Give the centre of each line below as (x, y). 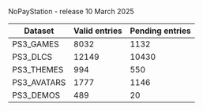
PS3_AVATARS (39, 82)
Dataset (39, 31)
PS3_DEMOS (36, 95)
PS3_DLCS (32, 57)
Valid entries (98, 31)
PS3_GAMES (36, 44)
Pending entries (160, 31)
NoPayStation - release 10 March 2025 (71, 11)
